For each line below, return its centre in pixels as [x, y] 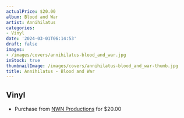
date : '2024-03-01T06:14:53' [41, 39]
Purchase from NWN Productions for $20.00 [68, 109]
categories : [20, 28]
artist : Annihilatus [31, 22]
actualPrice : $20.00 [31, 11]
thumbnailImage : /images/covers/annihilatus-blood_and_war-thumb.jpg [92, 66]
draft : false [22, 44]
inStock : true [23, 60]
